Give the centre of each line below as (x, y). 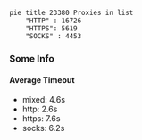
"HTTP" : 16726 (54, 21)
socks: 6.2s (43, 128)
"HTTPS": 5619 (51, 29)
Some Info (32, 58)
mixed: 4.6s (43, 100)
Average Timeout (42, 79)
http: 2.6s (40, 109)
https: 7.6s (41, 119)
